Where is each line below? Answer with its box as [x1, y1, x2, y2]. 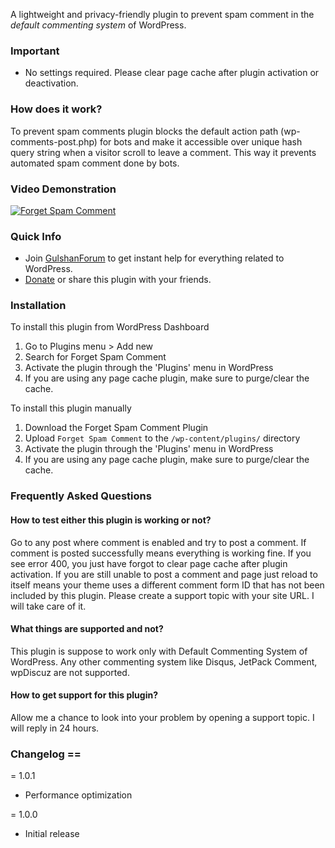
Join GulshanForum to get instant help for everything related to [24, 252, 285, 264]
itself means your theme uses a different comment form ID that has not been [10, 579, 325, 591]
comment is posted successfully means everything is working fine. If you [10, 547, 312, 559]
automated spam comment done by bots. [10, 157, 180, 169]
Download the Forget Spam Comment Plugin [24, 422, 209, 434]
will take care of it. [10, 600, 87, 612]
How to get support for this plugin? [10, 689, 159, 701]
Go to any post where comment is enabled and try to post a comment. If [10, 536, 307, 548]
